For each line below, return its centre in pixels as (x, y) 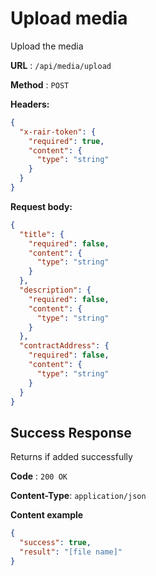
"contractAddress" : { (64, 346)
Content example (47, 515)
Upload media (69, 18)
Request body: (41, 206)
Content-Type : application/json (78, 496)
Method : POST (40, 84)
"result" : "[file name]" (71, 552)
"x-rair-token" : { (58, 132)
